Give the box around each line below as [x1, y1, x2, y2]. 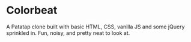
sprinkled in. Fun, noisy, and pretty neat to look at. [6, 29, 130, 36]
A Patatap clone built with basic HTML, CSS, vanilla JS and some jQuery [6, 23, 185, 30]
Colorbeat [6, 4, 58, 17]
